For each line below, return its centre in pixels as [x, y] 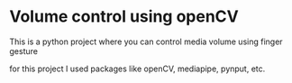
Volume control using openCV [124, 17]
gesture [24, 51]
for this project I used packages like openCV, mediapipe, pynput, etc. [137, 69]
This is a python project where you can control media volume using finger [146, 41]
